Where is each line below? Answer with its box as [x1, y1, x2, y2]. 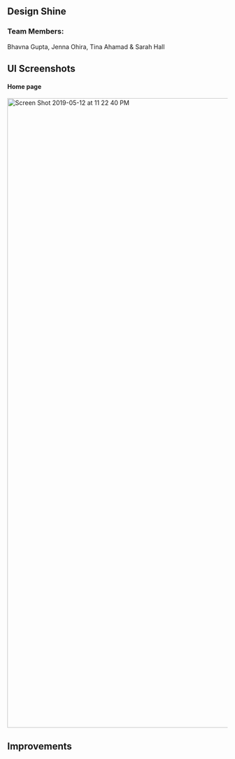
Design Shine [7, 6, 66, 17]
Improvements [7, 740, 72, 752]
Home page [7, 82, 42, 90]
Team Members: [7, 27, 64, 36]
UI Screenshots [7, 63, 76, 75]
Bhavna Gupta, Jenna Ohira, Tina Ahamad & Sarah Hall [7, 42, 165, 51]
